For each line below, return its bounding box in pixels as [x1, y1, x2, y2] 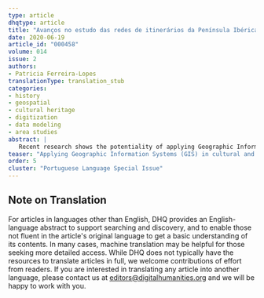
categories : [8, 84, 47, 93]
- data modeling [8, 121, 61, 129]
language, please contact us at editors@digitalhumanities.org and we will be [8, 272, 255, 282]
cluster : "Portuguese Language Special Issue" [8, 165, 163, 173]
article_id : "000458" [8, 41, 79, 49]
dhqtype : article [8, 19, 65, 27]
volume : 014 [8, 48, 47, 56]
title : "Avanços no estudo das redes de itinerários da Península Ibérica [8, 26, 258, 34]
